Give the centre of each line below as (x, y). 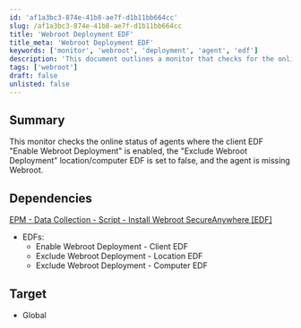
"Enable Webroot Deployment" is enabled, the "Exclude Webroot (129, 151)
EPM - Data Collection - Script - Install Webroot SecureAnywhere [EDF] (141, 220)
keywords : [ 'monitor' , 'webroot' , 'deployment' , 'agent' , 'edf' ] (134, 51)
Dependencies (51, 198)
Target (28, 294)
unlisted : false (39, 84)
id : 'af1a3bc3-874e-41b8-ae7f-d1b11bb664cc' (94, 17)
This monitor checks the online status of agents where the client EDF (137, 142)
